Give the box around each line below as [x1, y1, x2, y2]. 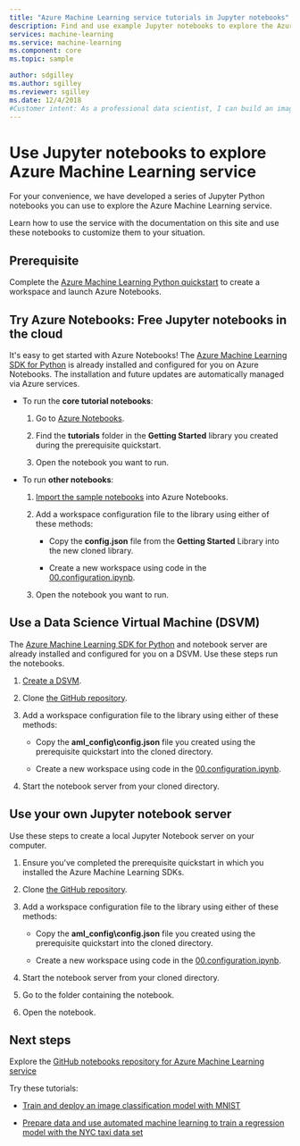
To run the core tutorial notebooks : [21, 395, 154, 406]
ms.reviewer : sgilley [9, 87, 90, 96]
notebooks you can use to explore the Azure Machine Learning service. [9, 200, 272, 211]
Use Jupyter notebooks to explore [9, 142, 267, 163]
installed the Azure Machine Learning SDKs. [21, 866, 185, 877]
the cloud [9, 326, 63, 341]
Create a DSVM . [21, 675, 82, 686]
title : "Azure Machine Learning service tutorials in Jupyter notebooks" [9, 13, 290, 22]
